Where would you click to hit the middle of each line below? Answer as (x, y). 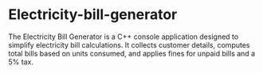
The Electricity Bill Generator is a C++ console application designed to (124, 36)
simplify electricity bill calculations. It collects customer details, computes (129, 44)
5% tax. (21, 62)
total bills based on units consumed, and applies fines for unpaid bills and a (132, 53)
